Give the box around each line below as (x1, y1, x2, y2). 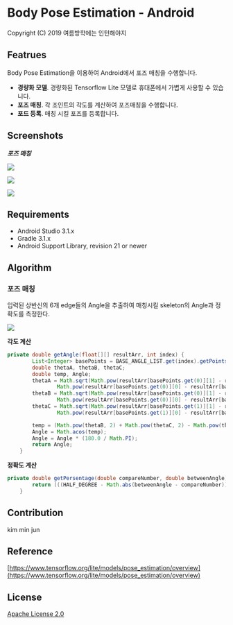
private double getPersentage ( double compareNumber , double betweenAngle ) (7, 475, 228, 482)
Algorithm (7, 262, 52, 273)
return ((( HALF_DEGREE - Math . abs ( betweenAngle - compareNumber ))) (32, 481, 231, 488)
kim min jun (7, 525, 40, 533)
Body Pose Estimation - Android (7, 5, 195, 21)
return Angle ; (32, 441, 73, 448)
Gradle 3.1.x (17, 234, 51, 243)
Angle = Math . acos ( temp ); (32, 428, 107, 435)
